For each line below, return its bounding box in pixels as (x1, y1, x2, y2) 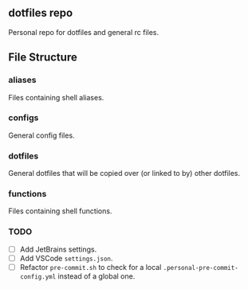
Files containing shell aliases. (8, 92, 104, 102)
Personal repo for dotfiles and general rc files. (8, 27, 159, 37)
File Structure (8, 51, 77, 64)
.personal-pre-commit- (163, 264, 239, 271)
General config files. (8, 131, 75, 140)
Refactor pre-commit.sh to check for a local (19, 262, 162, 271)
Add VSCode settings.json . (19, 253, 113, 263)
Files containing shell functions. (8, 206, 112, 216)
